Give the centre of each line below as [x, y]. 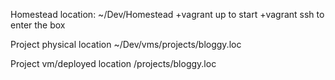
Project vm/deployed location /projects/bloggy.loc [113, 63]
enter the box [38, 25]
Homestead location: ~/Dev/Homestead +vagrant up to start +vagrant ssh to [167, 14]
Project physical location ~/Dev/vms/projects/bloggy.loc [126, 44]
